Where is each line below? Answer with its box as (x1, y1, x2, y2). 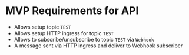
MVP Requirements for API (5, 4, 139, 18)
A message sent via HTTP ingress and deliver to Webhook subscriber (14, 42, 183, 49)
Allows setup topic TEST (14, 23, 71, 30)
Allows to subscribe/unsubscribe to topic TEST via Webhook (14, 36, 154, 43)
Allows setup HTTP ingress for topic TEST (14, 29, 114, 36)
